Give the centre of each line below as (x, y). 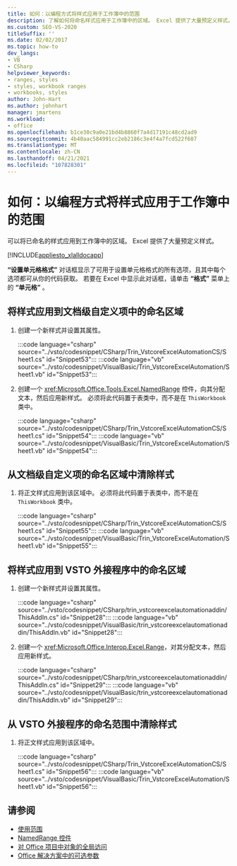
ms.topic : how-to (33, 47)
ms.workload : (26, 119)
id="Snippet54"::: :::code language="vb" (105, 435)
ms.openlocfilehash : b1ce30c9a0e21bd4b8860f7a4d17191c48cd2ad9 (102, 132)
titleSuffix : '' (31, 34)
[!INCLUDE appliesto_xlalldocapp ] (55, 254)
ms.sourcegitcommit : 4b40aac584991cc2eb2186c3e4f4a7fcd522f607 (102, 139)
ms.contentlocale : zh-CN (44, 152)
